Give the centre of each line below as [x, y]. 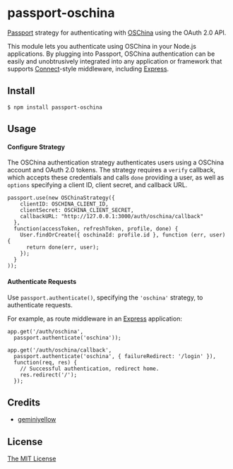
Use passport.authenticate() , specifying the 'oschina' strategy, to [105, 297]
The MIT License [32, 459]
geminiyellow [37, 420]
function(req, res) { [46, 362]
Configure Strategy [36, 147]
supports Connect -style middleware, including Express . [88, 69]
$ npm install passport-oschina [55, 107]
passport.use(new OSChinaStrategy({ [61, 198]
